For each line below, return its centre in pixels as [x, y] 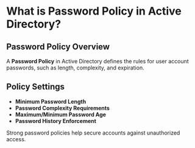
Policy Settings [36, 87]
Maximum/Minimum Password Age [61, 115]
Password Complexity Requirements [62, 108]
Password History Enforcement [55, 121]
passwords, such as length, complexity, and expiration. [75, 68]
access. [16, 139]
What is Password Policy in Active [94, 11]
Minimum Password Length [51, 101]
